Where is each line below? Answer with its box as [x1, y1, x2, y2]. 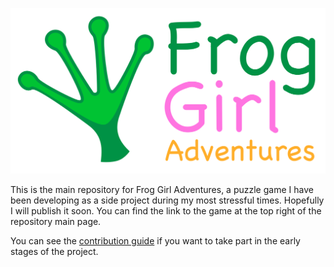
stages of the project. [10, 246, 99, 258]
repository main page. [10, 216, 102, 228]
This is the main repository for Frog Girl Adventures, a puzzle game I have [10, 184, 314, 196]
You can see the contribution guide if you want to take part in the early [10, 235, 301, 247]
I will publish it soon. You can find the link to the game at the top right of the [10, 205, 322, 217]
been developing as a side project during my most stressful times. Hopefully [10, 194, 325, 207]
